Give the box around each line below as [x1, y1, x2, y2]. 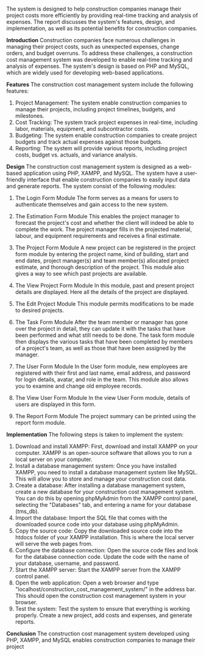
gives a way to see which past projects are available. [15, 270, 148, 277]
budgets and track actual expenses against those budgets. [15, 138, 163, 146]
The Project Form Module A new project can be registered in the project [15, 244, 196, 251]
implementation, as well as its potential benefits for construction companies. [6, 24, 198, 32]
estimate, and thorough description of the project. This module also [15, 264, 185, 271]
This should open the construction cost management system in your [15, 592, 187, 599]
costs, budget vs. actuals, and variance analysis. [15, 151, 138, 158]
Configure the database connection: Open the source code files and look [15, 547, 199, 554]
